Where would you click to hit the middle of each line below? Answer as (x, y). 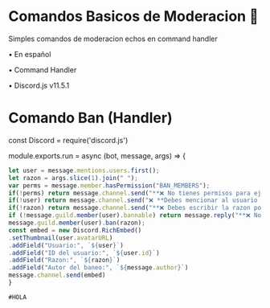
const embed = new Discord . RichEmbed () (75, 230)
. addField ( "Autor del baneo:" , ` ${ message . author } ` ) (98, 268)
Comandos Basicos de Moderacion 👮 (133, 16)
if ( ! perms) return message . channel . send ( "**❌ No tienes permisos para (129, 193)
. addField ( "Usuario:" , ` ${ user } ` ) (66, 245)
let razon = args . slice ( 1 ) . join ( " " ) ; (73, 178)
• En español (30, 54)
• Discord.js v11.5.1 (39, 85)
